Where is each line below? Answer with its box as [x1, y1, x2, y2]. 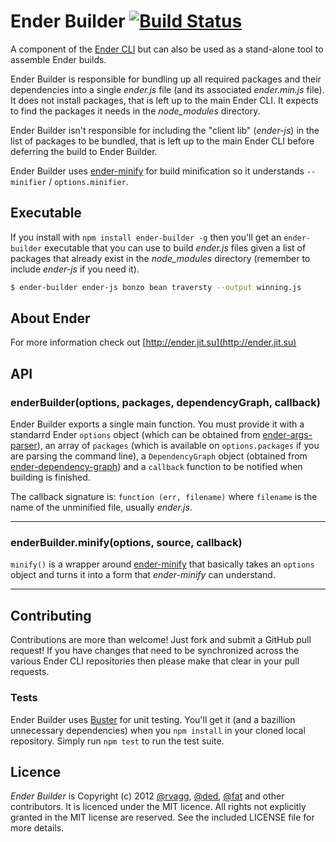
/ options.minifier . [48, 175, 129, 187]
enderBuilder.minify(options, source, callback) [10, 536, 243, 550]
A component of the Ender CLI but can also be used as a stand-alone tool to [10, 43, 324, 55]
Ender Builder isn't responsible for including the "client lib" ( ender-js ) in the [10, 124, 320, 136]
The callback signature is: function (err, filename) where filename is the [10, 491, 318, 503]
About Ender [10, 310, 91, 327]
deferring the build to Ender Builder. [10, 145, 158, 157]
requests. [10, 666, 50, 678]
